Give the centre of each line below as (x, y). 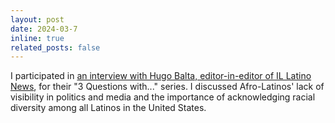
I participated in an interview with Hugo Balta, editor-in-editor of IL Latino (161, 76)
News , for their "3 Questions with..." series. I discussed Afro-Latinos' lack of (167, 87)
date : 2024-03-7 (44, 29)
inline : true (37, 38)
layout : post (37, 19)
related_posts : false (55, 47)
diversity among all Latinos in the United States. (108, 108)
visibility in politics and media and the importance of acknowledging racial (163, 97)
